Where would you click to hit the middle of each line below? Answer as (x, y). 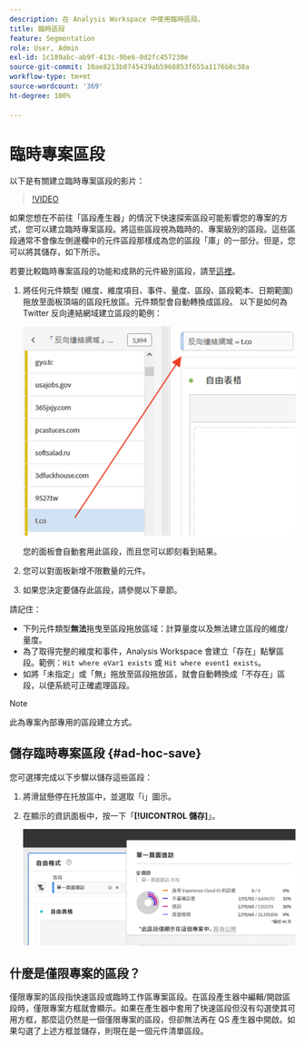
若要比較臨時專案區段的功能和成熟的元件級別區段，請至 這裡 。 (125, 271)
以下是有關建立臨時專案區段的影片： (77, 181)
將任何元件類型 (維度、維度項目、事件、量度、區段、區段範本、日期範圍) (157, 291)
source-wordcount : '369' (56, 86)
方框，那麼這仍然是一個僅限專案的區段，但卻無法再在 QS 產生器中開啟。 (152, 1020)
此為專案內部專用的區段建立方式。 (73, 722)
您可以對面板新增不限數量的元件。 (86, 570)
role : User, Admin (44, 48)
